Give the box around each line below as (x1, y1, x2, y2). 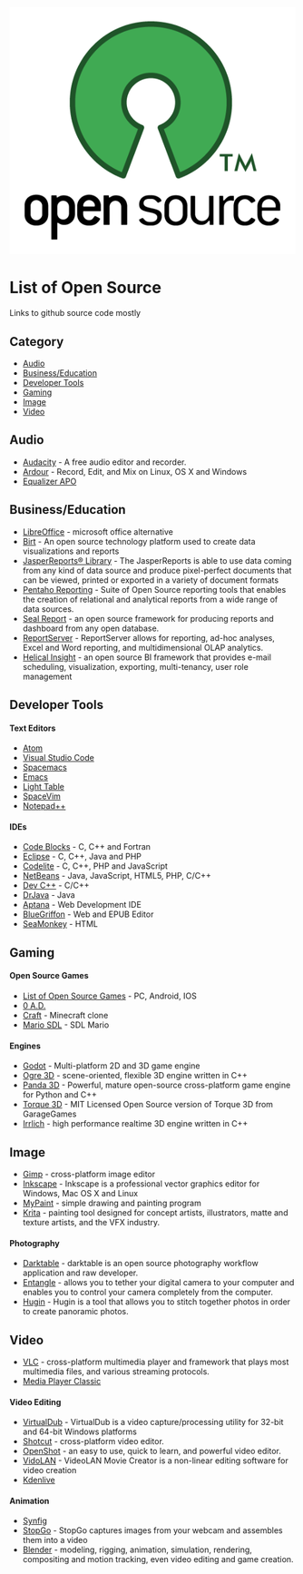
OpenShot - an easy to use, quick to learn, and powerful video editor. (22, 1446, 281, 1457)
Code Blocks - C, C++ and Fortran (22, 841, 151, 852)
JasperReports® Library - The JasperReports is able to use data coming (22, 555, 292, 566)
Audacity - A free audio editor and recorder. (22, 457, 187, 467)
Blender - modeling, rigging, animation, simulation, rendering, (22, 1544, 252, 1555)
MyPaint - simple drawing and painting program (22, 1197, 201, 1209)
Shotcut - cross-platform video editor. (22, 1436, 165, 1447)
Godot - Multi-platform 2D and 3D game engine (22, 1060, 200, 1071)
